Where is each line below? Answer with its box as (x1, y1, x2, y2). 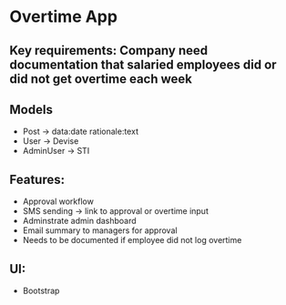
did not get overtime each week (9, 71, 193, 86)
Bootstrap (22, 285, 60, 297)
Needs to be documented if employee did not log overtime (22, 235, 242, 246)
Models (9, 102, 53, 117)
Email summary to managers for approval (22, 225, 178, 236)
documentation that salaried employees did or (9, 56, 277, 72)
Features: (9, 171, 66, 188)
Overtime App (9, 6, 118, 27)
